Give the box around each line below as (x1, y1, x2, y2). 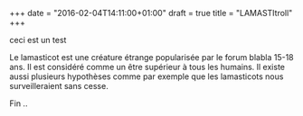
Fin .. (9, 98, 28, 109)
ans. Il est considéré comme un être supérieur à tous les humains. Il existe (9, 62, 285, 72)
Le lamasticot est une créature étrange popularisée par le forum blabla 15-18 (9, 52, 294, 62)
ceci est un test (9, 35, 67, 45)
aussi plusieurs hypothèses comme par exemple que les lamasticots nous (9, 71, 284, 82)
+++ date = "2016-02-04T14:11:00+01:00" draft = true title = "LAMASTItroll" (9, 8, 293, 18)
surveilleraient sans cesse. (9, 81, 109, 91)
